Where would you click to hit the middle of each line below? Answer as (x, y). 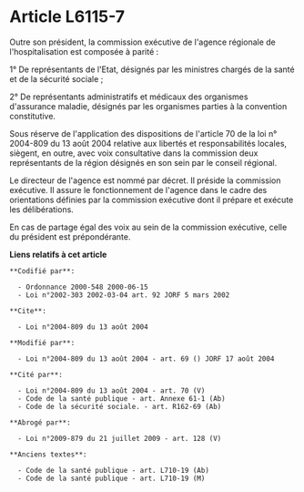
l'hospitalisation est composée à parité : (84, 51)
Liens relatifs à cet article (58, 254)
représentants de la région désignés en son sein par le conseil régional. (143, 162)
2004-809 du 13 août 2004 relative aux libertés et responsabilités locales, (148, 143)
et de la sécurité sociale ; (56, 78)
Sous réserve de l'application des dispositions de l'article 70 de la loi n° (143, 133)
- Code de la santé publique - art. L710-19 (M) (111, 478)
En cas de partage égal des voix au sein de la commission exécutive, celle (148, 227)
